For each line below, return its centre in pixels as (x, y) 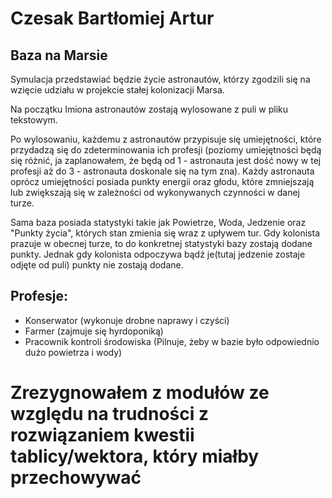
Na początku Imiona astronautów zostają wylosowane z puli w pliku (149, 109)
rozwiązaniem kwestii (102, 435)
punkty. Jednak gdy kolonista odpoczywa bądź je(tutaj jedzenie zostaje (158, 254)
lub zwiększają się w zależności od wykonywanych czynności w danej (155, 192)
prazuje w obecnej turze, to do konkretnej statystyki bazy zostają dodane (161, 243)
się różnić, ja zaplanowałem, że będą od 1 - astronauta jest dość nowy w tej (166, 160)
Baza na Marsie (59, 55)
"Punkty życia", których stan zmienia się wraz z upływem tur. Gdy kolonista (165, 233)
